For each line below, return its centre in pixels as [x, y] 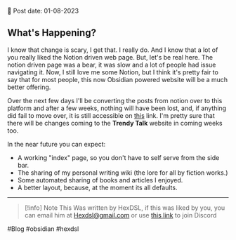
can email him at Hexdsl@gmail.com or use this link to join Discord [120, 215]
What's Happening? [52, 33]
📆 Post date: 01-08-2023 [43, 11]
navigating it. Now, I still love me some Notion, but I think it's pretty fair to [113, 72]
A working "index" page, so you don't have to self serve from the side [118, 157]
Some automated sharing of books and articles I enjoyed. [100, 180]
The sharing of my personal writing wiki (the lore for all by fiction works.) [123, 173]
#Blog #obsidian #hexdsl [43, 229]
